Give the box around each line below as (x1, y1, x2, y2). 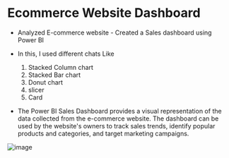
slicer (28, 85, 45, 94)
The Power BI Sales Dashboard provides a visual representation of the (17, 107, 222, 115)
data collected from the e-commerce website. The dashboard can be (17, 114, 219, 123)
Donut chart (28, 78, 64, 86)
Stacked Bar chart (28, 71, 81, 79)
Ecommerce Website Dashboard (7, 5, 201, 21)
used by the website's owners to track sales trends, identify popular (17, 121, 216, 130)
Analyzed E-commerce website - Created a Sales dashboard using (17, 28, 212, 37)
